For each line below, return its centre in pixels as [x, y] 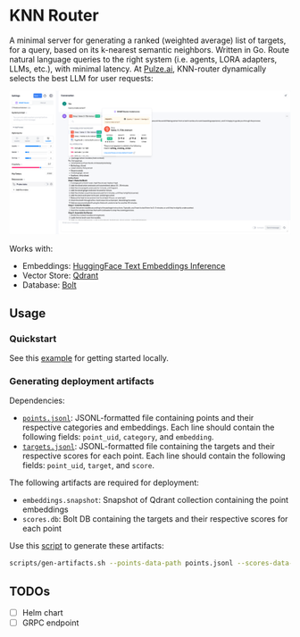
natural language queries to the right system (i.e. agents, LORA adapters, [143, 59]
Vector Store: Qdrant [60, 276]
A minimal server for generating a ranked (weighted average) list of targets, [148, 40]
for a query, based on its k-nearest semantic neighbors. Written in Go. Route [150, 49]
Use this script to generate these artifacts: [87, 546]
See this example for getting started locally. [89, 358]
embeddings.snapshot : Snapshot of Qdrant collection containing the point [155, 500]
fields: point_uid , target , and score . [88, 465]
